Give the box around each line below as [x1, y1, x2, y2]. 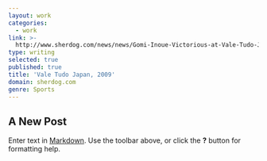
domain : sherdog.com [8, 78, 77, 86]
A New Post [8, 114, 68, 128]
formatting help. [8, 144, 61, 154]
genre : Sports [8, 85, 56, 94]
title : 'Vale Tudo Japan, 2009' [8, 71, 115, 79]
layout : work [8, 11, 52, 20]
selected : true [8, 56, 59, 64]
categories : [8, 19, 48, 27]
